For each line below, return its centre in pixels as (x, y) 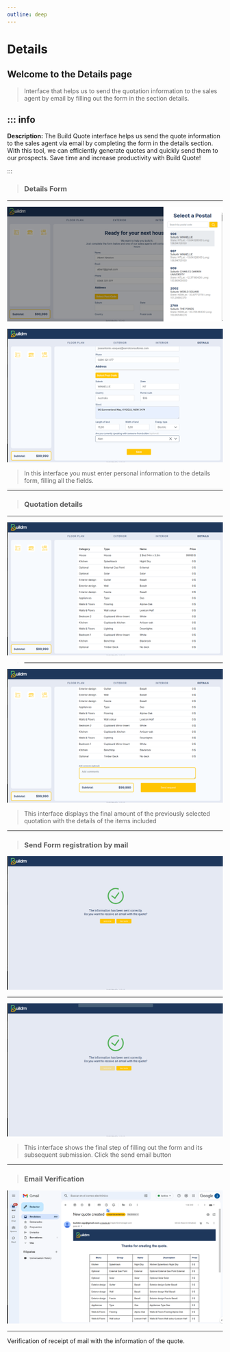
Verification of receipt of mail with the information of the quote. (96, 1341)
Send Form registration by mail (76, 844)
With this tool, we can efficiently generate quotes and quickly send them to (113, 151)
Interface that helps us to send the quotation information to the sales (120, 91)
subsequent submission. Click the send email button (98, 1155)
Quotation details (53, 505)
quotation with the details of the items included (90, 821)
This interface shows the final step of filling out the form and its (113, 1148)
